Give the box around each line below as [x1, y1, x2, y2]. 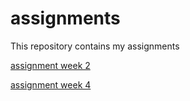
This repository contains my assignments [10, 40, 180, 52]
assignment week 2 [10, 59, 91, 71]
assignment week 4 [10, 78, 92, 91]
